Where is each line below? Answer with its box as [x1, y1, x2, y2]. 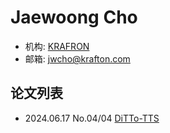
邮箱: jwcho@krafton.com [24, 52, 131, 65]
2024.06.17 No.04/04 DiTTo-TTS [24, 112, 160, 124]
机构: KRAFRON [24, 40, 90, 52]
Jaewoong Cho [10, 6, 138, 29]
